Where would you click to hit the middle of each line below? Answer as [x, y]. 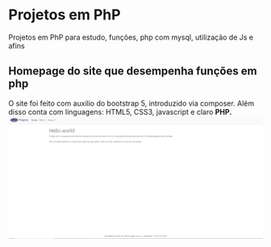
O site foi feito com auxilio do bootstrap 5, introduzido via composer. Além [131, 103]
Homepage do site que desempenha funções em [133, 71]
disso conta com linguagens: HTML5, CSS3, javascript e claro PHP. [120, 111]
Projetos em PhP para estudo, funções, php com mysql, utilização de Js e [131, 37]
